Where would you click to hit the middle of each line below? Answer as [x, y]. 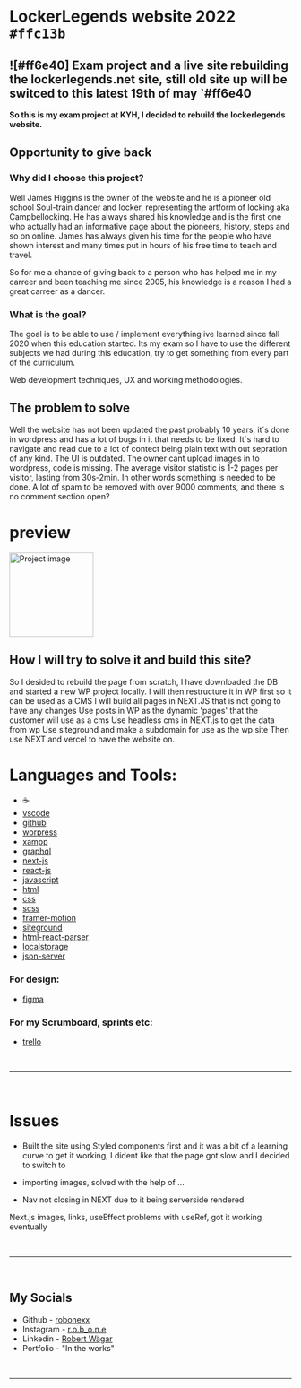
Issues [34, 1121]
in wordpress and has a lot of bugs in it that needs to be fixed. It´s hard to [144, 439]
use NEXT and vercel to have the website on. [92, 739]
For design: [34, 979]
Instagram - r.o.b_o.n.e [64, 1329]
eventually [28, 1227]
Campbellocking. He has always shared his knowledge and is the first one [146, 216]
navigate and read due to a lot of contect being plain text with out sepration [148, 448]
